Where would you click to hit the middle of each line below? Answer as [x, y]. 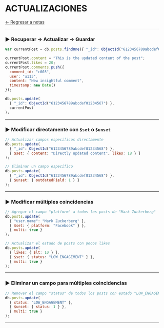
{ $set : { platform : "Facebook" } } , [48, 225]
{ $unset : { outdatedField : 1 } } [44, 180]
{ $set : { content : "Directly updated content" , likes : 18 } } [75, 153]
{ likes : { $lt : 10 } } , [35, 252]
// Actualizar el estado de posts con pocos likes [58, 244]
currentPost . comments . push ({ [35, 67]
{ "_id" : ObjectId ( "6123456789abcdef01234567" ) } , [62, 103]
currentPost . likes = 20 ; [30, 62]
